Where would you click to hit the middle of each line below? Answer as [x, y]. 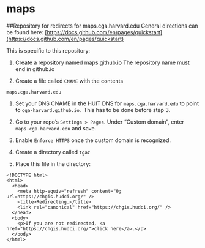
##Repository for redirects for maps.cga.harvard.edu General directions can [102, 26]
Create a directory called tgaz [53, 152]
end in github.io [35, 69]
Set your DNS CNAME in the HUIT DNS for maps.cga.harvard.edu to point [107, 103]
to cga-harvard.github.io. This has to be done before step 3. [93, 110]
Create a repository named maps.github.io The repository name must [102, 62]
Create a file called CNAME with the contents [69, 81]
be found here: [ [27, 32]
